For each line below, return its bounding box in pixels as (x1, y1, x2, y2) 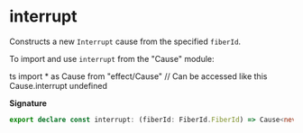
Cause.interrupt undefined (9, 80, 108, 91)
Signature (9, 97, 48, 109)
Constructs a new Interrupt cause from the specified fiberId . (9, 36, 242, 47)
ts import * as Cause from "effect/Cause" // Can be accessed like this (9, 70, 268, 82)
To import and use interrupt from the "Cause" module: (9, 53, 215, 64)
